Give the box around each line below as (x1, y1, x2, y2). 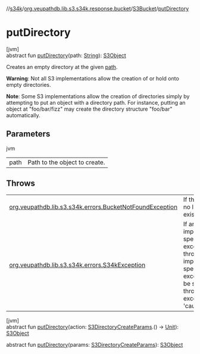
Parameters (6, 129, 51, 139)
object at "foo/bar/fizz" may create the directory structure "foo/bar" (6, 105, 173, 112)
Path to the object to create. (27, 158, 105, 166)
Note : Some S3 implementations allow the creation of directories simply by (6, 92, 190, 100)
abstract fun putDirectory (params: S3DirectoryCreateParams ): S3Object (6, 341, 183, 348)
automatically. (6, 111, 40, 118)
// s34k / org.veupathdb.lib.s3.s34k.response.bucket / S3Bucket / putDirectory (6, 5, 189, 12)
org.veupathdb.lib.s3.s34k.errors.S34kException (9, 261, 146, 269)
